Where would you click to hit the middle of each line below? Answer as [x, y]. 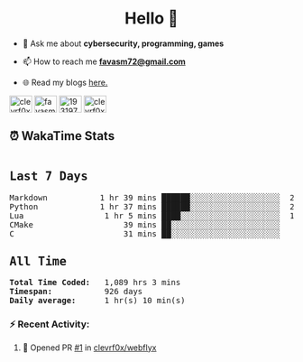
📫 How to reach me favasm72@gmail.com [104, 61]
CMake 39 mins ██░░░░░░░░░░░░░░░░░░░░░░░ [145, 224]
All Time [38, 261]
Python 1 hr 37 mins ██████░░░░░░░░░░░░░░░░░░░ [145, 206]
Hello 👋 [151, 19]
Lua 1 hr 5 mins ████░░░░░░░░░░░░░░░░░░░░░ [145, 215]
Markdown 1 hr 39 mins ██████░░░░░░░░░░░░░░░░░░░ [145, 197]
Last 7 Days [49, 176]
